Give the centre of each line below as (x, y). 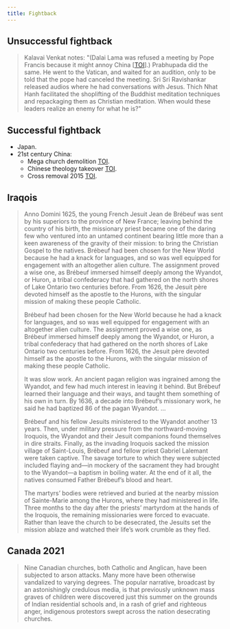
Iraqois (22, 197)
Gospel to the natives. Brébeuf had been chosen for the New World (119, 250)
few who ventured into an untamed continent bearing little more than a (124, 236)
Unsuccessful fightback (60, 41)
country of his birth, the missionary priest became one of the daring (120, 229)
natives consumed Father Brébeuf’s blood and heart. (98, 480)
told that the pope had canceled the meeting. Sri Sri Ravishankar (115, 80)
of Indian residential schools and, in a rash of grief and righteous (115, 604)
